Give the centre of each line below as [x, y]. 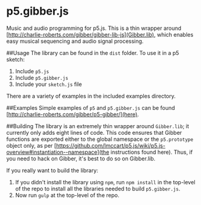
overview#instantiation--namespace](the [58, 152]
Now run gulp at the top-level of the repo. [67, 195]
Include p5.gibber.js [42, 77]
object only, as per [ [31, 145]
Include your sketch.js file [48, 84]
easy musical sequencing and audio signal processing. [75, 41]
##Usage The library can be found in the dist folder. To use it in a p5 [93, 52]
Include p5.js [32, 71]
